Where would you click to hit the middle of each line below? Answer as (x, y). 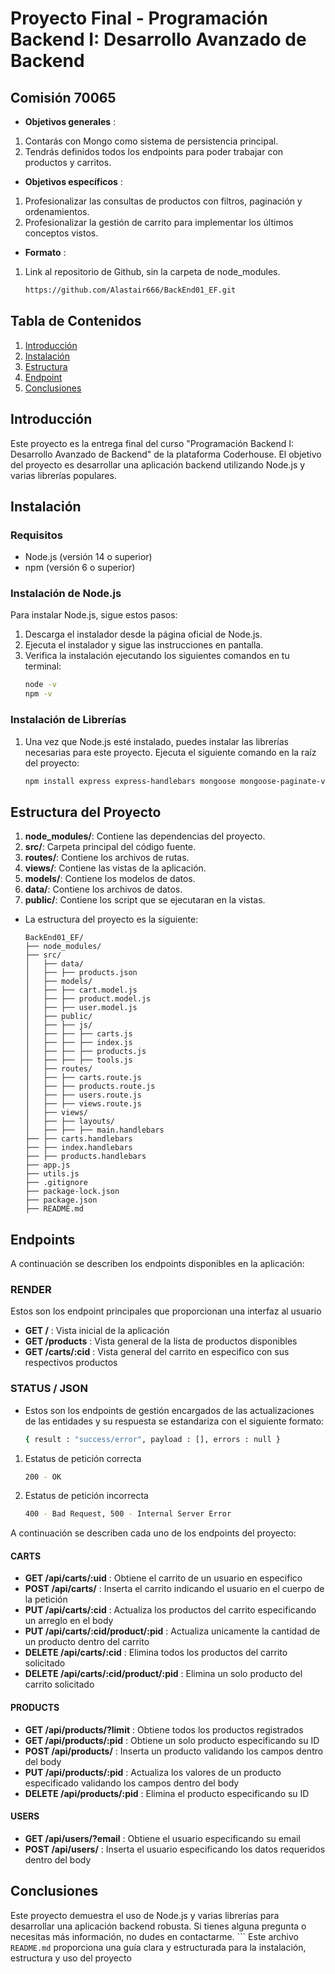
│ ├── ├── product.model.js (88, 999)
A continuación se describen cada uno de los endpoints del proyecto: (153, 1533)
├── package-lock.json (72, 1192)
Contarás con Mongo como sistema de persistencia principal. (151, 141)
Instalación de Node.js (66, 594)
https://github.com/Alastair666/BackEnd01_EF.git (130, 290)
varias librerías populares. (63, 475)
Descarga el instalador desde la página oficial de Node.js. (143, 634)
